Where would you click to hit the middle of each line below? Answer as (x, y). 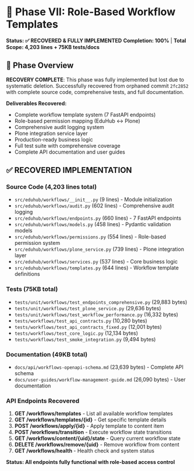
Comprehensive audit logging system (59, 127)
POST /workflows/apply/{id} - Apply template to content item (89, 426)
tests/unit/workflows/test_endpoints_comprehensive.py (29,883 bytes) (101, 302)
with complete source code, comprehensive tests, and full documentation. (95, 92)
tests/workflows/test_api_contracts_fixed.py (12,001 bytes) (88, 327)
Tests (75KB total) (32, 289)
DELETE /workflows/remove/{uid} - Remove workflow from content (97, 445)
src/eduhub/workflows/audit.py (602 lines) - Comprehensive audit (94, 206)
